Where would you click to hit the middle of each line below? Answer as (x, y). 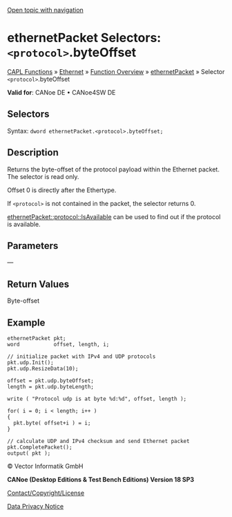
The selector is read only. (43, 176)
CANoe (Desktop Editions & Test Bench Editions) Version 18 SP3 (101, 479)
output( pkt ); (29, 453)
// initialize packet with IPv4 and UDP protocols (81, 357)
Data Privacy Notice (36, 506)
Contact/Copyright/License (46, 493)
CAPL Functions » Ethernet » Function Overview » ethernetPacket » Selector (116, 71)
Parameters (33, 246)
